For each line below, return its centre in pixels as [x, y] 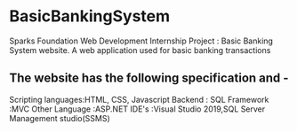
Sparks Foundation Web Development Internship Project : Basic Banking [141, 41]
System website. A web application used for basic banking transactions [140, 50]
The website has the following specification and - [149, 78]
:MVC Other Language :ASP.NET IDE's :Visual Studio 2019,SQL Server [137, 109]
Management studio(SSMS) [60, 118]
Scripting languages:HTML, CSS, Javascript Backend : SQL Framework [139, 99]
